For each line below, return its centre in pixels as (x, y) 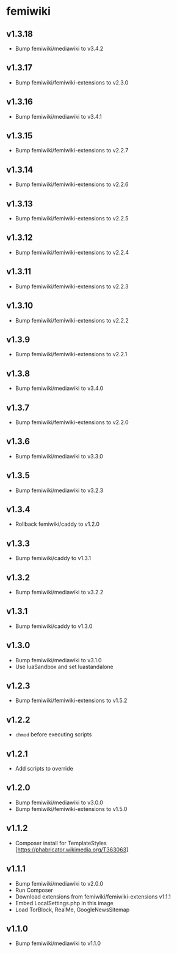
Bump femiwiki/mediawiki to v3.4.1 (58, 116)
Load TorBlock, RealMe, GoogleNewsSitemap (72, 910)
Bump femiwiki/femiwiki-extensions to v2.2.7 (72, 151)
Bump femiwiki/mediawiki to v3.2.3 (59, 490)
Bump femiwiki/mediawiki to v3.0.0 (59, 802)
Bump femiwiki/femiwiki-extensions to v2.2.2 (72, 320)
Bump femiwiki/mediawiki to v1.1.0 (58, 943)
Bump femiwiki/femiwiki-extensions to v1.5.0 (71, 809)
